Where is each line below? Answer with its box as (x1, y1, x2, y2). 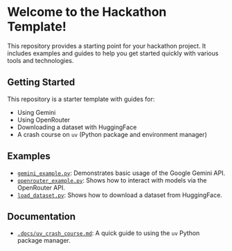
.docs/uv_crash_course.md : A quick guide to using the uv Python (17, 229, 200, 237)
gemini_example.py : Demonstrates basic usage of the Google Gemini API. (17, 169, 226, 177)
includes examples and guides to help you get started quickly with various (7, 49, 219, 57)
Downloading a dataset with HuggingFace (17, 122, 137, 131)
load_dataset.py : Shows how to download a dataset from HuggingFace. (17, 191, 223, 199)
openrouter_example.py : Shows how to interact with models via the (17, 176, 207, 184)
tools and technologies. (7, 56, 74, 64)
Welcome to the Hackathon (7, 4, 167, 20)
